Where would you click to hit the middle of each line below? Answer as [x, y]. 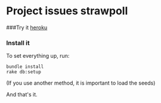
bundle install [25, 67]
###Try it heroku [27, 27]
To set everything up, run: [38, 56]
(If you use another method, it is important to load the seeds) [81, 83]
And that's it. [22, 95]
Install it [18, 43]
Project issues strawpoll [67, 11]
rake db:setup [24, 72]
